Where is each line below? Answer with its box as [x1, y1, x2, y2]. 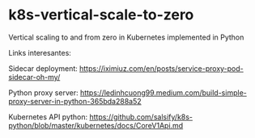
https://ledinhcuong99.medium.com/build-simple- [79, 87, 247, 98]
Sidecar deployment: [8, 63, 79, 73]
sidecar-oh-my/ [8, 72, 61, 82]
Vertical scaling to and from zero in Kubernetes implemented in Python [8, 32, 244, 42]
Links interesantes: [8, 48, 71, 57]
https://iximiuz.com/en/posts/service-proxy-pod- [79, 63, 244, 73]
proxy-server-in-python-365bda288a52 [8, 96, 142, 106]
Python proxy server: [8, 87, 79, 98]
